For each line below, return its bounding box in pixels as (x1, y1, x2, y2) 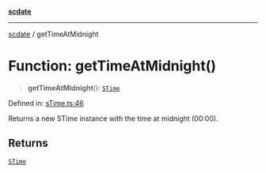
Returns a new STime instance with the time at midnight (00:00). (8, 114, 219, 123)
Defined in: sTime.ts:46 (8, 98, 85, 107)
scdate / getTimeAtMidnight (8, 29, 99, 39)
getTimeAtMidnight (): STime (27, 83, 120, 92)
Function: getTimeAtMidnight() (8, 57, 216, 75)
